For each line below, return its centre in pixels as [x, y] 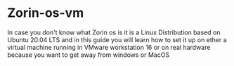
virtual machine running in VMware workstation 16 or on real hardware [109, 47]
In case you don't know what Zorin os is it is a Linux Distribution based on [114, 32]
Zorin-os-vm [46, 13]
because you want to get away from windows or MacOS [89, 55]
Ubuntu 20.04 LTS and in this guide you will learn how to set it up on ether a [117, 39]
